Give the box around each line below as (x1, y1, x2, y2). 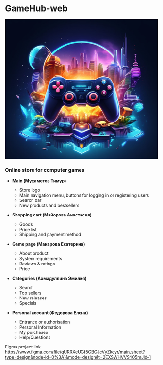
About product (19, 250, 49, 256)
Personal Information (19, 324, 62, 330)
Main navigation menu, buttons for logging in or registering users (19, 192, 149, 198)
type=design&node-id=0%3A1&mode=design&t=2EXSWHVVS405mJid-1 (5, 354, 151, 360)
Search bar (19, 197, 42, 203)
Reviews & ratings (19, 261, 55, 266)
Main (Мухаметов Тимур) (12, 178, 66, 183)
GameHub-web (5, 3, 68, 14)
